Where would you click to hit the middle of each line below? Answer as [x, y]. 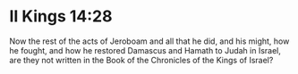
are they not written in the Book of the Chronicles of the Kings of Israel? [141, 60]
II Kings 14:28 [61, 16]
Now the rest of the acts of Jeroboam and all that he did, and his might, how [149, 41]
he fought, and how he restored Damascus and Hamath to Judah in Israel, [145, 50]
